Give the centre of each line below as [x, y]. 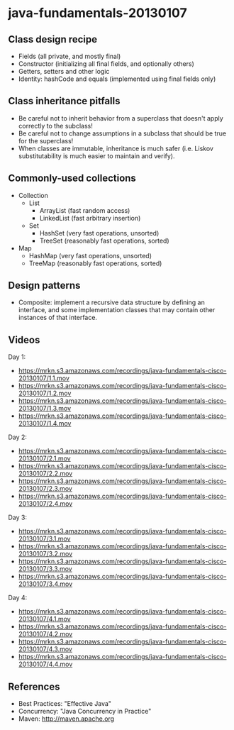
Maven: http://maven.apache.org [66, 719]
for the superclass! [46, 140]
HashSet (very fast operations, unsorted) [99, 233]
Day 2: [18, 437]
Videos [24, 339]
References [34, 686]
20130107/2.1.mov [44, 458]
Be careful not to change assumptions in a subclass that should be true [122, 133]
